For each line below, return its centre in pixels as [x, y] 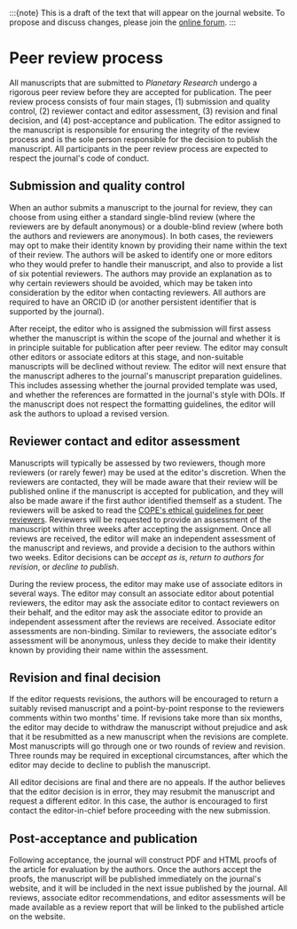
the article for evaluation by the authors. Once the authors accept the [136, 869]
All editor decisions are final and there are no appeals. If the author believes [147, 782]
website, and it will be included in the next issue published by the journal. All [148, 888]
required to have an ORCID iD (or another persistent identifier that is [133, 302]
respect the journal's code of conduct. [79, 158]
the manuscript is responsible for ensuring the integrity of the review [134, 130]
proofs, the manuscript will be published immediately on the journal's [135, 879]
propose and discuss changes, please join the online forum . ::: [123, 22]
